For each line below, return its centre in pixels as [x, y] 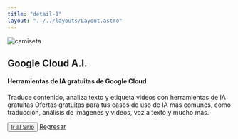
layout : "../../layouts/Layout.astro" [65, 21]
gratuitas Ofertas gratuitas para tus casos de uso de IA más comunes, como [119, 105]
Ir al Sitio [22, 127]
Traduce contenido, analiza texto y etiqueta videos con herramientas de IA [117, 98]
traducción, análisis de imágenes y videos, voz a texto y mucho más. [108, 113]
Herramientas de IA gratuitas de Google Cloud [77, 81]
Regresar [52, 127]
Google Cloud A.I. [47, 63]
